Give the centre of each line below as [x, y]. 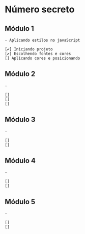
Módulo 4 [20, 161]
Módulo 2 [20, 74]
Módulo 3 [20, 120]
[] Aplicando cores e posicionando [42, 58]
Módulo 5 [20, 202]
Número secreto [40, 10]
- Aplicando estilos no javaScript [42, 40]
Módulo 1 [19, 29]
